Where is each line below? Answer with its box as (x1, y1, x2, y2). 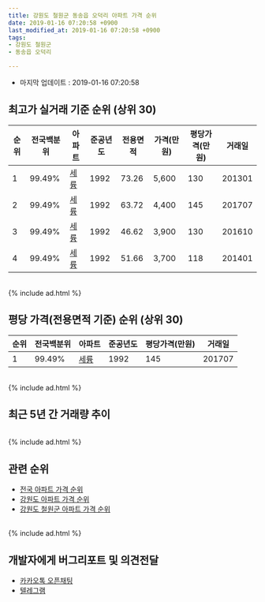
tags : (8, 33, 26, 42)
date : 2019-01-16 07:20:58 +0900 (8, 19, 118, 27)
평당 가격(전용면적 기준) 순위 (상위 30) (8, 313, 184, 327)
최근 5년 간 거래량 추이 (8, 408, 110, 421)
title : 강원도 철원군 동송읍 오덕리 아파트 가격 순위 (8, 11, 157, 20)
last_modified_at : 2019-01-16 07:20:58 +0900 (8, 26, 160, 34)
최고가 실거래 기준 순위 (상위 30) (8, 103, 157, 117)
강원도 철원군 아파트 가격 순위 (19, 504, 110, 514)
